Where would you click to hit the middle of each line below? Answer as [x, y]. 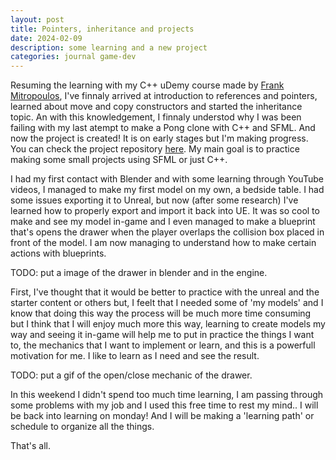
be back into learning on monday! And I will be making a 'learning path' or [162, 416]
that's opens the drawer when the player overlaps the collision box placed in [167, 232]
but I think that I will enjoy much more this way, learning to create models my [168, 324]
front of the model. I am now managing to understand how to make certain [163, 243]
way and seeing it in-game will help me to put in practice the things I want [162, 335]
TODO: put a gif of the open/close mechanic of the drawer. [131, 375]
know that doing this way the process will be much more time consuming [161, 313]
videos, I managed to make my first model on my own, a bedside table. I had [167, 190]
